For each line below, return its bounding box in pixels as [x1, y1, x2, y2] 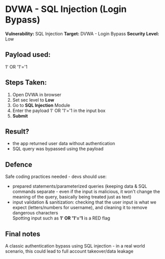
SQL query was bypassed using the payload [12, 146, 103, 152]
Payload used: [5, 50, 51, 59]
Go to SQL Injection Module [12, 102, 70, 108]
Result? [5, 127, 29, 135]
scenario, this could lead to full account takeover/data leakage [5, 248, 133, 254]
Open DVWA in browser [12, 91, 61, 97]
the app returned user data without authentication [12, 140, 115, 146]
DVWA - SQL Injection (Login [5, 3, 127, 15]
